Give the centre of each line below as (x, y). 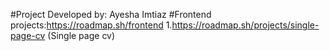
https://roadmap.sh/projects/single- (245, 25)
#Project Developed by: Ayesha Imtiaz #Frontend (111, 14)
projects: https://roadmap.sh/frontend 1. (91, 25)
